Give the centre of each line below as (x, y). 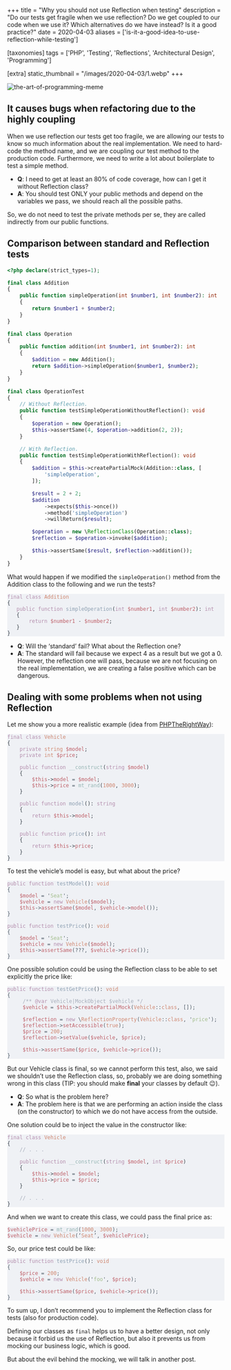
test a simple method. (38, 165)
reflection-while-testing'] (43, 39)
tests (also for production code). (53, 1318)
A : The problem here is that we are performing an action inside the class (120, 1104)
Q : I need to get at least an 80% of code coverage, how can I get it (112, 179)
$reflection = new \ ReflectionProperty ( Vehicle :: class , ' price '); (120, 1020)
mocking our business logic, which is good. (69, 1346)
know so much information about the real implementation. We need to (106, 143)
